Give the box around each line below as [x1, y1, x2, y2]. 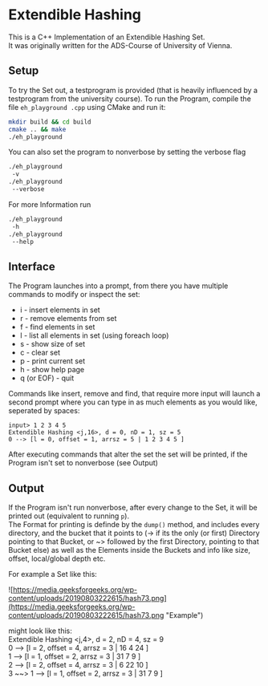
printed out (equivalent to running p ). [8, 511, 130, 521]
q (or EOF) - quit [19, 373, 75, 383]
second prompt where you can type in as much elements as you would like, [8, 397, 258, 407]
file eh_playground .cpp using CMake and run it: [8, 102, 166, 112]
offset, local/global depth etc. [8, 554, 106, 563]
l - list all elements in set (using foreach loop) [19, 331, 169, 340]
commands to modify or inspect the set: [8, 290, 140, 299]
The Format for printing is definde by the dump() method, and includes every [8, 520, 260, 529]
